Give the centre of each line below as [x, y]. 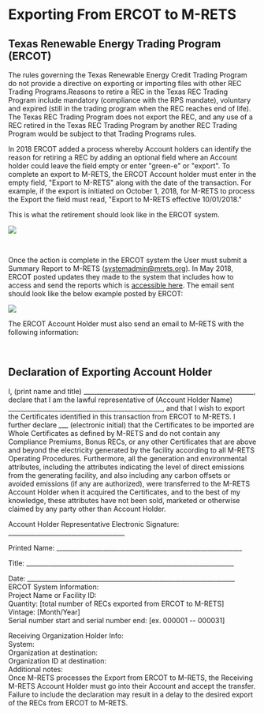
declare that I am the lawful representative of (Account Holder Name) [121, 400]
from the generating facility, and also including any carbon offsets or [119, 475]
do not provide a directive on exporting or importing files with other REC [125, 83]
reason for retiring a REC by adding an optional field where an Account [123, 157]
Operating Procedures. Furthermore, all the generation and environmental [128, 458]
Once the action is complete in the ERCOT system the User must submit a [128, 260]
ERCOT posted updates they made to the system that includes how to [121, 277]
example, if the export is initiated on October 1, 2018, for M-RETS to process [132, 191]
